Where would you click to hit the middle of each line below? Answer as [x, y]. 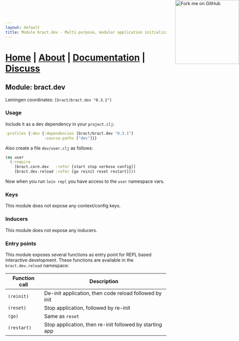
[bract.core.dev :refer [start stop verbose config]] [75, 167]
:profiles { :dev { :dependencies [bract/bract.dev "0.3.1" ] [69, 133]
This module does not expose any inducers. [51, 230]
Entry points [21, 243]
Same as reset [62, 316]
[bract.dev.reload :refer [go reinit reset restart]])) [75, 172]
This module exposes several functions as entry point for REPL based [78, 254]
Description [104, 281]
